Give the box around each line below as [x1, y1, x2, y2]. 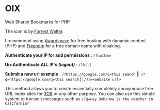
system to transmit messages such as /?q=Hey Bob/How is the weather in [5, 95, 154, 102]
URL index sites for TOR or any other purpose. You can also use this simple [5, 91, 155, 96]
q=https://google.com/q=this [5, 77, 64, 82]
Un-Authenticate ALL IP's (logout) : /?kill [5, 62, 92, 67]
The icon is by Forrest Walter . [5, 28, 64, 34]
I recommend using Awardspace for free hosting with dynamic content [5, 37, 146, 44]
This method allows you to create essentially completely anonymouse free [5, 85, 154, 91]
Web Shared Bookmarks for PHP [5, 19, 70, 25]
